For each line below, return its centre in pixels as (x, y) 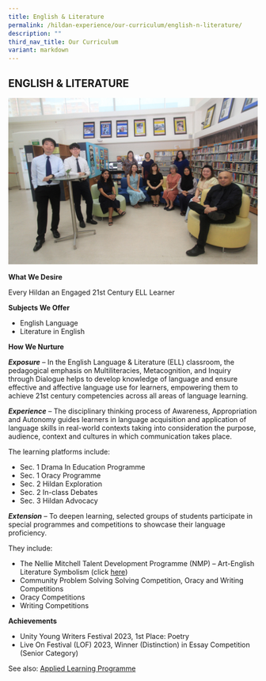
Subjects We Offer (39, 307)
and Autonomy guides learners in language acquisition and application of (127, 419)
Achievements (33, 621)
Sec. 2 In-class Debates (59, 492)
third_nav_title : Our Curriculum (63, 42)
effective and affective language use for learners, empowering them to (123, 387)
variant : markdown (38, 50)
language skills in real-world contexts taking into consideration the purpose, (132, 428)
